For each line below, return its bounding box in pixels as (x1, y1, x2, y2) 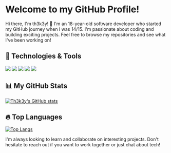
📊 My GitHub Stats (5, 82, 68, 90)
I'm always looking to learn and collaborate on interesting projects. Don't (5, 136, 159, 142)
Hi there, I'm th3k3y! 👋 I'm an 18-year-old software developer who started (5, 21, 162, 27)
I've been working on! (5, 37, 51, 43)
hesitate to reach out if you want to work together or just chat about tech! (5, 142, 161, 148)
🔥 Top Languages (5, 112, 63, 121)
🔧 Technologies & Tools (5, 52, 82, 61)
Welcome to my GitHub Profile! (5, 4, 140, 15)
